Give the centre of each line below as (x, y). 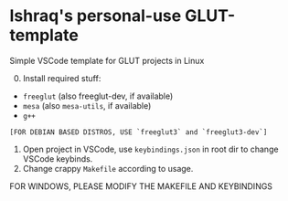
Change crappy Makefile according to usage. (108, 168)
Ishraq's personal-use (96, 16)
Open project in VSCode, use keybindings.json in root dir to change (150, 149)
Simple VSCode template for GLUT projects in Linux (107, 60)
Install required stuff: (62, 78)
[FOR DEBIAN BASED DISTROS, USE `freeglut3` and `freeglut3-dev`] (139, 132)
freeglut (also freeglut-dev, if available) (98, 96)
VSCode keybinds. (58, 159)
